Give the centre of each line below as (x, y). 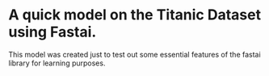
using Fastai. (53, 32)
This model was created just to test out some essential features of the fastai (134, 54)
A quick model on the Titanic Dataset (134, 15)
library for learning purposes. (57, 63)
